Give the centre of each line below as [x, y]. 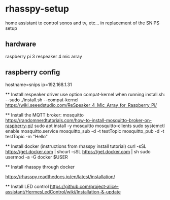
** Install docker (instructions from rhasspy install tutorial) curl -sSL [76, 146]
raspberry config [33, 72]
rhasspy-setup [37, 9]
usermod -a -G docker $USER [37, 157]
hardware [21, 44]
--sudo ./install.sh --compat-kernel [42, 100]
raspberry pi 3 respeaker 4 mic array [44, 56]
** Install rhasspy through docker [40, 167]
